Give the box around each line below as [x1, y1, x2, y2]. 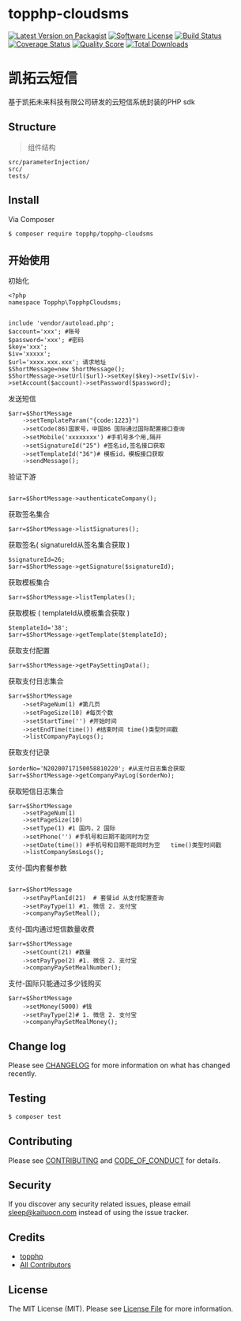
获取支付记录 [8, 747, 50, 757]
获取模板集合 [8, 578, 50, 587]
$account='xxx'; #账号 [8, 328, 81, 336]
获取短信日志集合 [8, 787, 64, 796]
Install [8, 194, 40, 207]
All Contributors [19, 1260, 71, 1270]
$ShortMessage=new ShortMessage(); [8, 365, 126, 374]
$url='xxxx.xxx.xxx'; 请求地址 [8, 359, 107, 367]
